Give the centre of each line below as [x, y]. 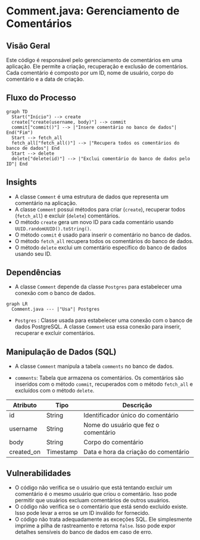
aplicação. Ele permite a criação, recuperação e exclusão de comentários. [97, 66]
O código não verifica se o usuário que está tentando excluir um [93, 487]
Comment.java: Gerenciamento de [93, 11]
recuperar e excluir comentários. [55, 333]
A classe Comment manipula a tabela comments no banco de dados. [94, 366]
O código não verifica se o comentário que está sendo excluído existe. [101, 507]
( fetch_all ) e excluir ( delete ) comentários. [67, 216]
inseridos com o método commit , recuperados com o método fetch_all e [104, 384]
